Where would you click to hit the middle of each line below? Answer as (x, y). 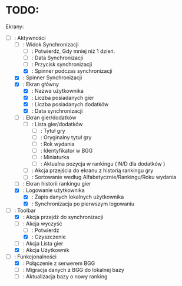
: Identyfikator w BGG (67, 151)
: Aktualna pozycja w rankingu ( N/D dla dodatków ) (103, 164)
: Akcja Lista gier (43, 243)
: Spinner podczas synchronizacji (72, 71)
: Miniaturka (55, 157)
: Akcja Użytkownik (46, 250)
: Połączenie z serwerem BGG (59, 263)
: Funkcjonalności (35, 257)
